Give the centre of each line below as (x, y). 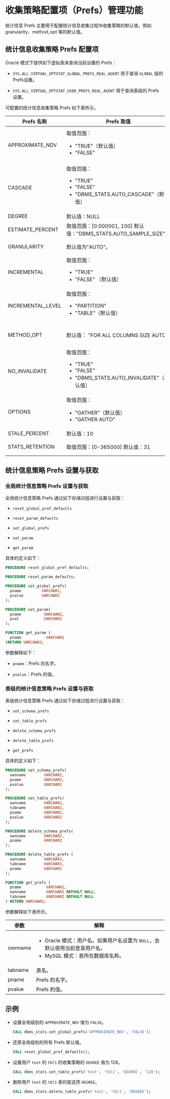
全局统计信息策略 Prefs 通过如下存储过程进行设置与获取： (65, 498)
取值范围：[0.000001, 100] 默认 (105, 226)
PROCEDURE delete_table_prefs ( (39, 855)
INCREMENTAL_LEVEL (35, 305)
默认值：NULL (83, 216)
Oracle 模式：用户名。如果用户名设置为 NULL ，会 (102, 940)
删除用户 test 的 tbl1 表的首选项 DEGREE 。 (56, 1082)
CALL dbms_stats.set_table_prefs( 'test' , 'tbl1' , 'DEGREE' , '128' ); (86, 1072)
